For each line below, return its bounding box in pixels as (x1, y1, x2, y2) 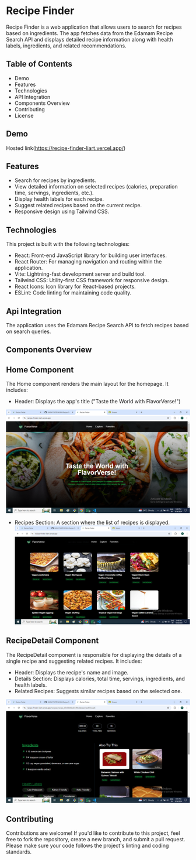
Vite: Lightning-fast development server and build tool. (14, 270, 146, 277)
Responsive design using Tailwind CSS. (14, 208, 110, 215)
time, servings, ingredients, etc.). (14, 189, 94, 197)
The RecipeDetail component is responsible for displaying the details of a (6, 651, 182, 658)
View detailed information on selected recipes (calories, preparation (14, 183, 178, 190)
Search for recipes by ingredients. (14, 177, 97, 184)
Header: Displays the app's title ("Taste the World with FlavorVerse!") (14, 398, 181, 405)
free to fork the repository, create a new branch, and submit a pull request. (6, 836, 185, 843)
